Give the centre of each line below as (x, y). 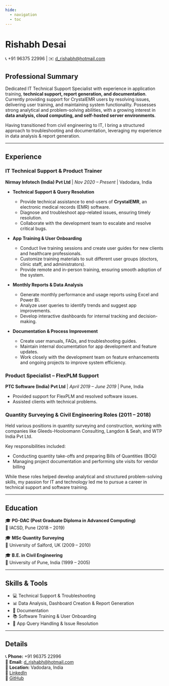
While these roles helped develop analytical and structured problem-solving (84, 477)
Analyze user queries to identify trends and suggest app (78, 305)
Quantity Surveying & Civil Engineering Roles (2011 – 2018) (78, 415)
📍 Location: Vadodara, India (34, 667)
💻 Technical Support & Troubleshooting (54, 596)
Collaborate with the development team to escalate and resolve (86, 223)
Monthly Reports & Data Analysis (48, 285)
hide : (11, 10)
